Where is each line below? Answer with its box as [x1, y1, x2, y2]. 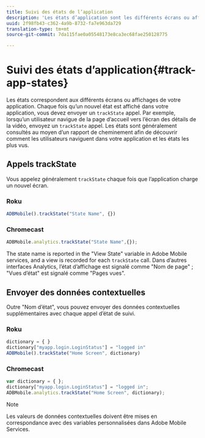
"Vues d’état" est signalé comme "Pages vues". [6, 269, 126, 277]
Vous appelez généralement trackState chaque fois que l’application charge [6, 175, 198, 183]
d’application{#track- [85, 63, 196, 77]
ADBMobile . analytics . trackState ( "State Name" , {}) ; [6, 239, 138, 245]
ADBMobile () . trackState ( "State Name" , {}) [6, 211, 116, 217]
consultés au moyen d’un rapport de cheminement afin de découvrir [6, 129, 178, 136]
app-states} [6, 76, 69, 90]
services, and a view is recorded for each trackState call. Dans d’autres [6, 256, 187, 264]
